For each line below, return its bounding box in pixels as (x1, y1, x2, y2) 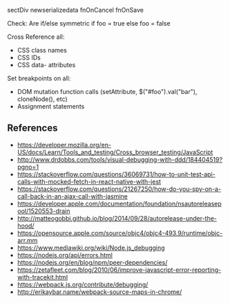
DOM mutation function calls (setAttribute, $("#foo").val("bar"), (17, 88, 198, 95)
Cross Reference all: (7, 33, 65, 41)
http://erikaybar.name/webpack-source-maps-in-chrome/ (17, 287, 182, 296)
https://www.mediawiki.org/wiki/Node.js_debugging (17, 244, 165, 252)
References (7, 122, 58, 134)
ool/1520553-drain (17, 207, 70, 215)
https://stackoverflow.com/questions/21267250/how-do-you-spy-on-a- (17, 185, 222, 193)
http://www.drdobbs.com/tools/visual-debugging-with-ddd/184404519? (17, 155, 223, 163)
